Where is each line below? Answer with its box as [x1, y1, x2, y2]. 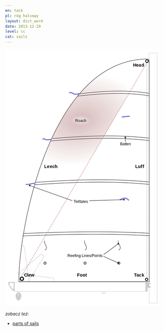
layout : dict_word [5, 18, 43, 23]
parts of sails [12, 321, 39, 326]
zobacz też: [5, 311, 29, 317]
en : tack [5, 8, 23, 13]
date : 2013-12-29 [5, 24, 41, 29]
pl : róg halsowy [5, 13, 39, 18]
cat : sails [5, 34, 28, 39]
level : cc [5, 29, 26, 34]
